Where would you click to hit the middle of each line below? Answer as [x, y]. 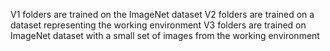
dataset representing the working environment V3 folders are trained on [158, 25]
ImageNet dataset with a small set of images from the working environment [165, 35]
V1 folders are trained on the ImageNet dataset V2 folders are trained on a [162, 14]
